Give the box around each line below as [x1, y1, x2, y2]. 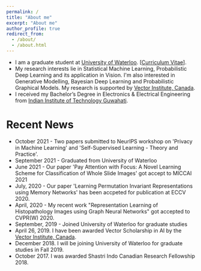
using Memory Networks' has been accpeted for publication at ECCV [14, 188, 186, 195]
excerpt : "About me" [6, 20, 58, 26]
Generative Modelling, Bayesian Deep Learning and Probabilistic [14, 77, 174, 85]
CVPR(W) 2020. [14, 214, 55, 221]
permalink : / [6, 8, 39, 15]
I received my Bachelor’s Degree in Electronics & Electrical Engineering [14, 91, 191, 98]
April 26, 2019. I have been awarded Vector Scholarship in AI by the [14, 227, 182, 234]
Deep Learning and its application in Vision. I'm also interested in [14, 71, 175, 79]
